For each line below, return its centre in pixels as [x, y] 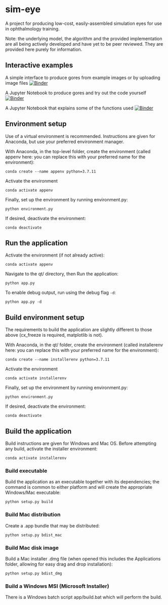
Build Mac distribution [33, 515]
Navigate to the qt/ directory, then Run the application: [62, 274]
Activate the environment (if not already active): [55, 255]
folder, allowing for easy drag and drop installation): [59, 564]
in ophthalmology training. [32, 28]
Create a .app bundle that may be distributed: [53, 525]
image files [17, 83]
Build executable [26, 471]
